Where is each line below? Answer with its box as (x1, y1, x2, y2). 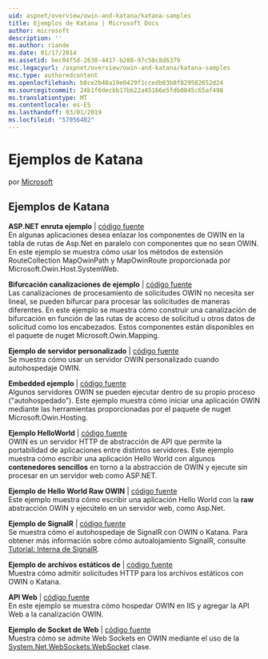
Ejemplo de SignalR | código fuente (8, 518, 126, 528)
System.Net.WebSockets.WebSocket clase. (8, 641, 152, 651)
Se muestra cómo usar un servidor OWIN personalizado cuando (8, 354, 219, 364)
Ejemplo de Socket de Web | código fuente (8, 625, 151, 634)
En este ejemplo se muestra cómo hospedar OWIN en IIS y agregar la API (8, 601, 250, 610)
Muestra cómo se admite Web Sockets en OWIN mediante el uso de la (8, 633, 240, 643)
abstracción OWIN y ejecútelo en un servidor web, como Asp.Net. (8, 503, 226, 512)
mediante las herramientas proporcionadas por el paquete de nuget (8, 404, 231, 413)
